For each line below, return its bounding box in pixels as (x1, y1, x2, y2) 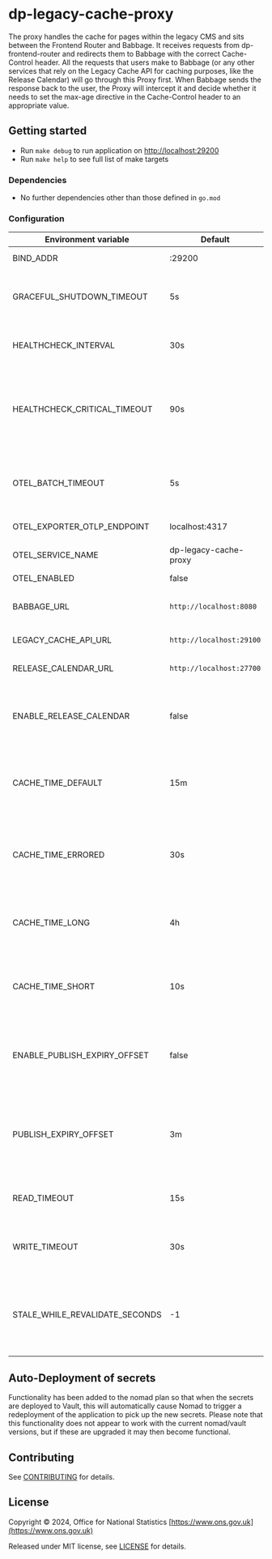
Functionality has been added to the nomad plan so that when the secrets (8, 1393, 254, 1403)
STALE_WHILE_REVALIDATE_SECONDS (12, 1309, 162, 1321)
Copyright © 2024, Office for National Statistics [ (8, 1517, 172, 1527)
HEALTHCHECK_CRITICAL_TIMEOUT (12, 404, 153, 415)
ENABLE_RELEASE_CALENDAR (12, 711, 130, 722)
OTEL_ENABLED (12, 573, 74, 584)
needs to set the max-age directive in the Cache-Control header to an (8, 92, 241, 101)
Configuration (8, 212, 65, 224)
